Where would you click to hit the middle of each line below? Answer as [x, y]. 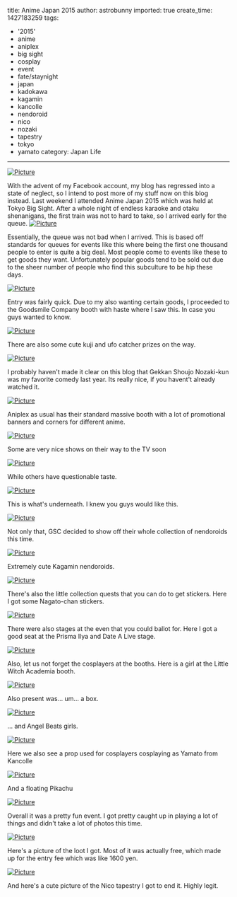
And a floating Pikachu [40, 788]
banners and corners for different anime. [66, 422]
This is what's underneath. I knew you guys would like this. [93, 504]
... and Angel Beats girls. [43, 726]
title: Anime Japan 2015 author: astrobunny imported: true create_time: [110, 10]
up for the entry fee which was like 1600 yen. [73, 858]
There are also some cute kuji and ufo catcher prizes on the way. [102, 345]
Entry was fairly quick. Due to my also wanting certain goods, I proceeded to [119, 302]
